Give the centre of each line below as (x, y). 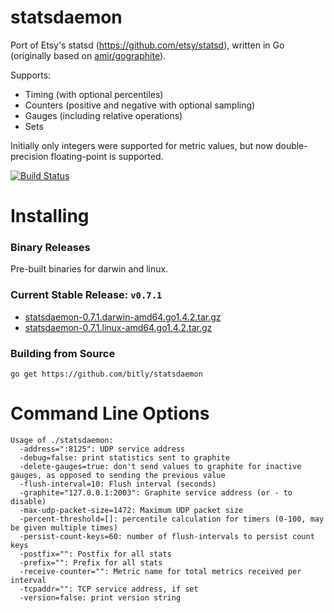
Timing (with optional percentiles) (94, 94)
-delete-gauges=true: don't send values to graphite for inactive (160, 466)
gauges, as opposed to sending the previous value (118, 475)
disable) (28, 501)
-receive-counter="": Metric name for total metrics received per (160, 571)
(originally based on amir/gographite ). (88, 55)
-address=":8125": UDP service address (102, 449)
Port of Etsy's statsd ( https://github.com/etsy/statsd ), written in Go (147, 45)
